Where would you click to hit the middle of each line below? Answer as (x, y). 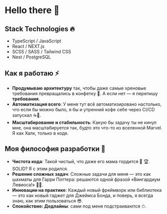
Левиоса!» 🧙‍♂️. (27, 185)
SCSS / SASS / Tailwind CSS (41, 52)
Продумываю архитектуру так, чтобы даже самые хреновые (79, 88)
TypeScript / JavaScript (37, 41)
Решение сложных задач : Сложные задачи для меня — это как (81, 174)
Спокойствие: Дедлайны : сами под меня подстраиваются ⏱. (79, 206)
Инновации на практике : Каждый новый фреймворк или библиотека (87, 190)
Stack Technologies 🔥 (40, 29)
